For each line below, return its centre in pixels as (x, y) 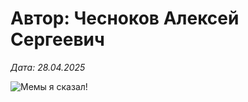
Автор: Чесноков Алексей (125, 18)
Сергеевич (57, 39)
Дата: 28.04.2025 (48, 67)
